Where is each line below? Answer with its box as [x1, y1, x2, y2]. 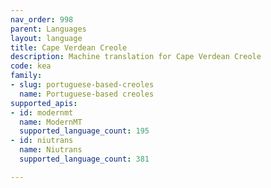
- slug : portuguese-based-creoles [10, 80, 155, 90]
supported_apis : [10, 98, 78, 108]
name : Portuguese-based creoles [19, 89, 155, 99]
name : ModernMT [19, 117, 83, 127]
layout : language [10, 33, 83, 43]
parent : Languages [10, 24, 87, 34]
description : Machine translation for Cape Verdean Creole [10, 52, 262, 62]
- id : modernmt [10, 107, 74, 118]
